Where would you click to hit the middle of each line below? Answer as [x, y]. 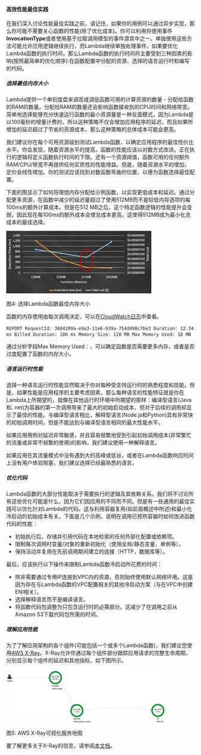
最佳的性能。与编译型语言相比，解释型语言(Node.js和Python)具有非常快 [105, 415]
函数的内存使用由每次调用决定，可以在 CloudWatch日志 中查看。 [84, 317]
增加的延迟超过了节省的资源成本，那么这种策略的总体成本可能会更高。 [93, 129]
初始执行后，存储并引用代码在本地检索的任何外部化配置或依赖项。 [96, 536]
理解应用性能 [22, 629]
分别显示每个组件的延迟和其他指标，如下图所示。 [66, 660]
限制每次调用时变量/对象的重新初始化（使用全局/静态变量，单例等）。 [99, 544]
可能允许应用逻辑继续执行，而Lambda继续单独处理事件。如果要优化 [95, 46]
